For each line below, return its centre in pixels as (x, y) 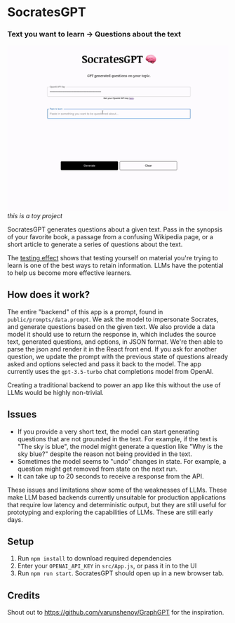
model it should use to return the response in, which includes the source (112, 334)
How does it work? (49, 295)
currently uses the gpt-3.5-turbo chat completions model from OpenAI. (110, 371)
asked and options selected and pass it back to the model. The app (105, 364)
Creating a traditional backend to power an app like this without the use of (114, 385)
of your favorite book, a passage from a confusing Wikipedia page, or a (110, 237)
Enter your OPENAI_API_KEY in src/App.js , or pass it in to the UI (107, 566)
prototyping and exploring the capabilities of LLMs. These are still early (110, 512)
